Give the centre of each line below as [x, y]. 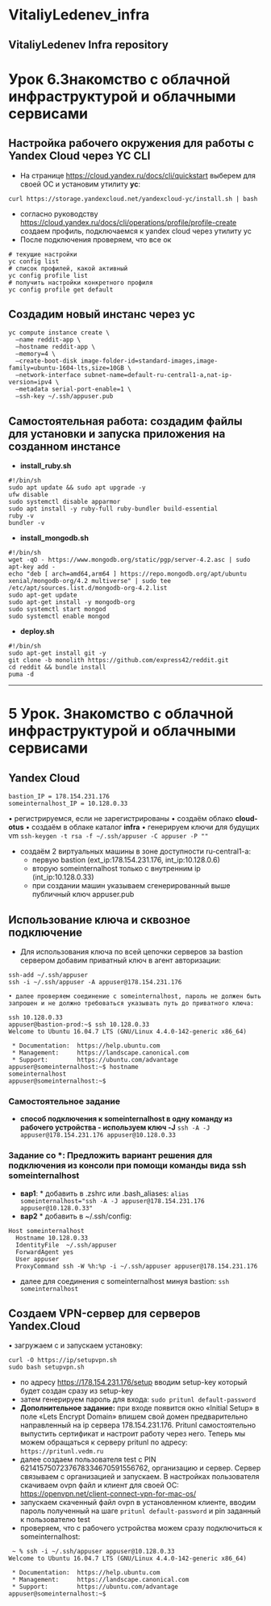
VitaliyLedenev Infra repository [89, 45]
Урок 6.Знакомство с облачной [119, 79]
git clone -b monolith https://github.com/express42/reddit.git [119, 660]
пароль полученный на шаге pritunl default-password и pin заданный [140, 1511]
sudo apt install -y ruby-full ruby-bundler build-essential [113, 509]
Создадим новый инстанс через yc [102, 314]
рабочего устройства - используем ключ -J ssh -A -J [115, 1127]
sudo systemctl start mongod [57, 610]
